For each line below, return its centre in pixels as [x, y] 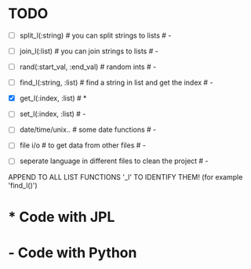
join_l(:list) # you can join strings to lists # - [89, 51]
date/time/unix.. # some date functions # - [88, 129]
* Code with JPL [62, 217]
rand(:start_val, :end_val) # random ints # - [88, 67]
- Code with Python [73, 253]
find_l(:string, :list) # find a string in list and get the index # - [116, 82]
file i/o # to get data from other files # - [83, 145]
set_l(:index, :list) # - [53, 114]
